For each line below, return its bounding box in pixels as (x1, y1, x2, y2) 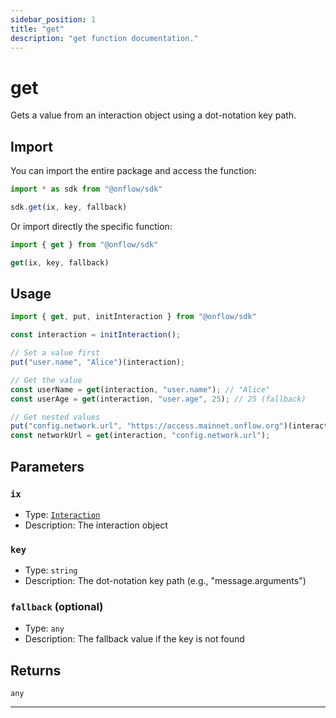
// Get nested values (10, 412, 101, 422)
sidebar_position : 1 (10, 14, 97, 25)
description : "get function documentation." (10, 33, 199, 43)
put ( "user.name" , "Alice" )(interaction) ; (10, 357, 186, 368)
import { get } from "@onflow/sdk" (10, 239, 159, 250)
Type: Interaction (24, 508, 101, 520)
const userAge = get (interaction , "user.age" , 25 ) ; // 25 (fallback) (10, 394, 307, 404)
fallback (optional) (10, 600, 104, 614)
